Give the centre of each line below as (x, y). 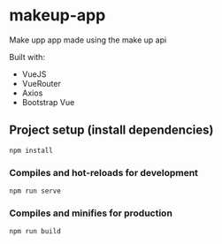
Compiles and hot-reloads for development (104, 172)
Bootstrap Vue (48, 102)
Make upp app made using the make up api (88, 40)
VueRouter (42, 83)
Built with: (27, 57)
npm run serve (35, 191)
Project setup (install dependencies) (111, 130)
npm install (31, 150)
